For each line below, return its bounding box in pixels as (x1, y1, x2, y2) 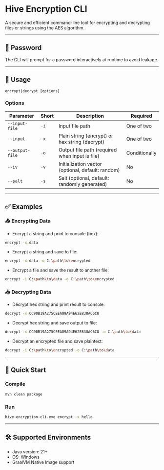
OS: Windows (12, 454, 40, 460)
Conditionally (126, 149, 157, 156)
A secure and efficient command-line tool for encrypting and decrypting (5, 20, 150, 25)
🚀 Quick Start (5, 366, 46, 374)
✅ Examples (5, 202, 43, 211)
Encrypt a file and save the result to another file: (12, 267, 109, 273)
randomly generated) (58, 180, 107, 187)
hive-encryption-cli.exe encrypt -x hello (5, 414, 93, 420)
